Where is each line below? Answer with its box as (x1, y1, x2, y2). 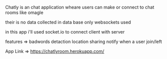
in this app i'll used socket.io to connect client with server (5, 29, 125, 34)
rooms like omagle (5, 9, 44, 15)
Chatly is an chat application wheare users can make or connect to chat (5, 4, 154, 10)
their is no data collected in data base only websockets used (5, 19, 131, 25)
